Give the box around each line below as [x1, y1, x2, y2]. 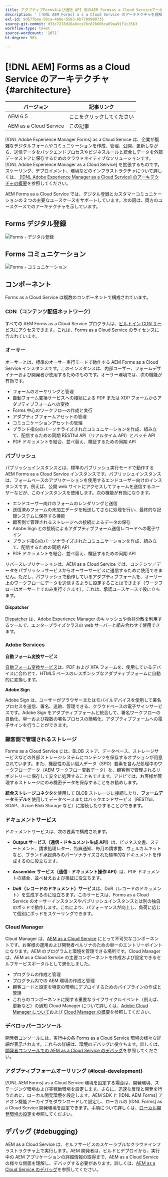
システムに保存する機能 [16, 513, 65, 519]
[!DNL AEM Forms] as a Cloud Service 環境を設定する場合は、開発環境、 [5, 1080, 155, 1086]
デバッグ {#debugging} [5, 1127, 78, 1135]
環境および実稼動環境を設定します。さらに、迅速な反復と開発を [26, 1086, 158, 1092]
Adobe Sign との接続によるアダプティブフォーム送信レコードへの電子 [12, 526, 156, 532]
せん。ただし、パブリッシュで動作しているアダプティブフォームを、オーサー [5, 574, 162, 580]
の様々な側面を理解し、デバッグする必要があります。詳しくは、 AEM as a [5, 1160, 156, 1166]
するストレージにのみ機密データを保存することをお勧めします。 [9, 779, 141, 785]
